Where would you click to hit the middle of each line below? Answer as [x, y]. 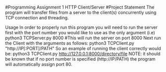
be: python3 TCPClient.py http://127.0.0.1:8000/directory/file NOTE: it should [83, 54]
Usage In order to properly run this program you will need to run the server [81, 27]
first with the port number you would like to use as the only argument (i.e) [80, 33]
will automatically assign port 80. [39, 64]
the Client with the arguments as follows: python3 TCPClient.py [70, 43]
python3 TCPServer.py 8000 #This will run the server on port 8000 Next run [83, 38]
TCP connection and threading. [37, 18]
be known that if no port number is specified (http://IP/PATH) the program [80, 59]
